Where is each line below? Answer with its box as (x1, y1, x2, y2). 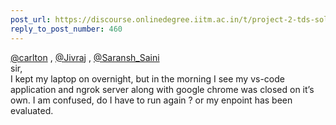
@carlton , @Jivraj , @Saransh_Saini (10, 51, 160, 63)
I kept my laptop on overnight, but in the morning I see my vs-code (10, 72, 285, 85)
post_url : (10, 14, 52, 25)
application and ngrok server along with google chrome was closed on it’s (10, 83, 315, 95)
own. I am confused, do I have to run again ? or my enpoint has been (10, 94, 293, 106)
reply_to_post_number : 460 (10, 24, 123, 34)
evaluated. (10, 104, 54, 116)
